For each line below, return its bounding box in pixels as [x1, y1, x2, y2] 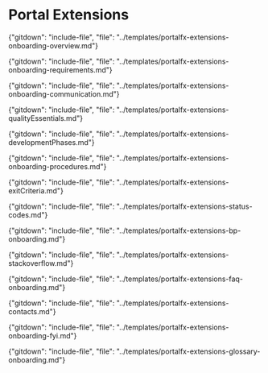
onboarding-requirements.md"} [8, 64, 113, 74]
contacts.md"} [8, 306, 56, 316]
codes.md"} [8, 209, 48, 219]
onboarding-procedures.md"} [8, 161, 107, 171]
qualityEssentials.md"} [8, 113, 83, 122]
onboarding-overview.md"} [8, 40, 99, 50]
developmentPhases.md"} [8, 137, 95, 147]
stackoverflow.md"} [8, 258, 74, 267]
